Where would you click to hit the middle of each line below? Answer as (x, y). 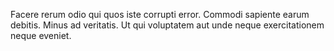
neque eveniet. (41, 35)
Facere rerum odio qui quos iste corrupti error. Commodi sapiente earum (160, 14)
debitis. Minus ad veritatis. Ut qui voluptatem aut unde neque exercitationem (167, 25)
